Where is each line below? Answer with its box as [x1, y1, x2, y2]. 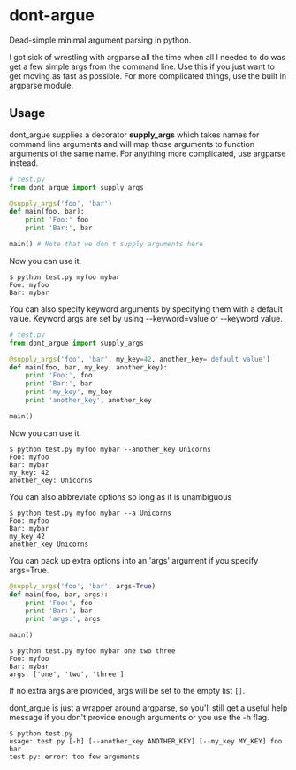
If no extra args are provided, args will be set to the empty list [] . [9, 686, 246, 696]
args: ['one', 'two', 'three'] [9, 670, 125, 679]
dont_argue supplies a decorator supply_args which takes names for [9, 129, 260, 140]
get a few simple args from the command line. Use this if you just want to [9, 61, 276, 72]
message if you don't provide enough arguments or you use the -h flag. [9, 712, 269, 722]
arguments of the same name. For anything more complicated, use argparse [9, 148, 286, 159]
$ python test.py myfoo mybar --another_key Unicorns [9, 445, 212, 454]
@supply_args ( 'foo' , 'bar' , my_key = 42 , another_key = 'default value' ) [9, 354, 271, 363]
